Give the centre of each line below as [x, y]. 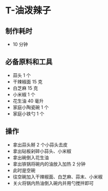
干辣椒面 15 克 [27, 81]
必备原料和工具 [29, 62]
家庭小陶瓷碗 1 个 [31, 107]
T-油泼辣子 [28, 10]
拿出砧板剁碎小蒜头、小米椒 [42, 151]
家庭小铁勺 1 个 [28, 114]
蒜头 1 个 [22, 75]
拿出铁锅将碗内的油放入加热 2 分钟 [49, 164]
